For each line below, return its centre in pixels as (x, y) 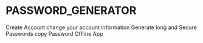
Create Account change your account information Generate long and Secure (101, 27)
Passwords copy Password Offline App (54, 33)
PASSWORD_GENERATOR (71, 11)
